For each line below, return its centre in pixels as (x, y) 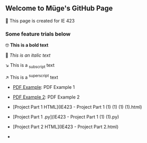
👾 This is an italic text (28, 55)
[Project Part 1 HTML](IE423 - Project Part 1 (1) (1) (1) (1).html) (77, 107)
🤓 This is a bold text (27, 45)
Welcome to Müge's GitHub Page (59, 8)
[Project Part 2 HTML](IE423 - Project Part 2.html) (66, 127)
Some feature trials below (38, 34)
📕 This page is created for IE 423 (40, 20)
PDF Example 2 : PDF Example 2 (46, 97)
